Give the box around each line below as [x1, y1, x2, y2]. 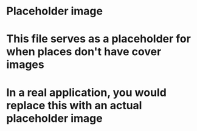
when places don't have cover [6, 45, 162, 59]
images [6, 58, 44, 72]
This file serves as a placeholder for [6, 32, 192, 46]
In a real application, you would [6, 86, 167, 99]
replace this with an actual [6, 98, 142, 112]
